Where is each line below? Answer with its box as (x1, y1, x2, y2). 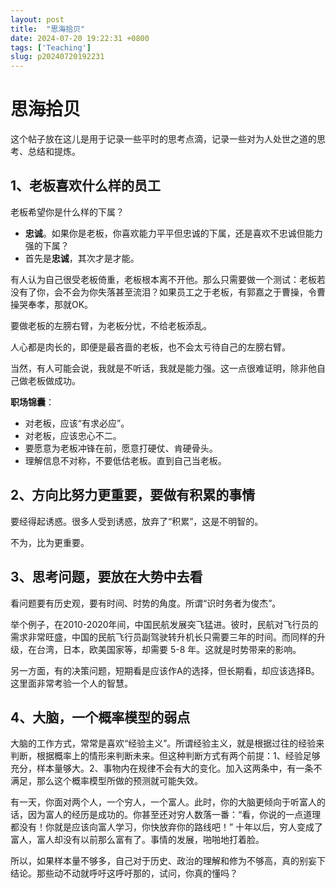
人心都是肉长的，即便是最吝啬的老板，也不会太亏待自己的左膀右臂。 (10, 341, 291, 353)
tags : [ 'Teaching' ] (10, 42, 92, 53)
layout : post (10, 14, 65, 25)
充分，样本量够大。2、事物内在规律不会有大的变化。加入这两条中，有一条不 (10, 762, 323, 775)
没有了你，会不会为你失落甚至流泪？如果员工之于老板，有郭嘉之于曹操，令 (10, 286, 317, 298)
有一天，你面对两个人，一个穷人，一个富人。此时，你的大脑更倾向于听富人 (10, 796, 317, 808)
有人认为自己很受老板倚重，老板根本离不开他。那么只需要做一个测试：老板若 (10, 273, 326, 285)
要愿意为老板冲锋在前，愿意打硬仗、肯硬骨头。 (24, 442, 218, 454)
